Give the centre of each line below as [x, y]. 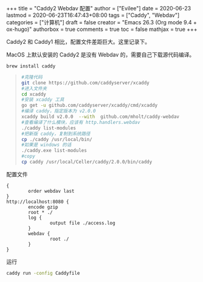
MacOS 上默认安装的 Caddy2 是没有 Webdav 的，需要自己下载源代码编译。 [101, 55]
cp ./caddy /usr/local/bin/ [57, 139]
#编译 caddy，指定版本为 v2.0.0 [58, 111]
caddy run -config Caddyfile [43, 273]
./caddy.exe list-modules [54, 151]
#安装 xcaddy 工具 [43, 100]
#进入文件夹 [34, 88]
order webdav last [51, 191]
